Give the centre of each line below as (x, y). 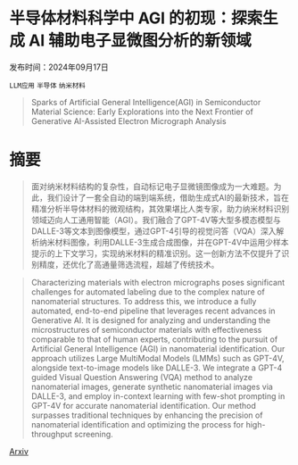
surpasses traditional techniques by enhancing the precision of (147, 415)
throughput (52, 434)
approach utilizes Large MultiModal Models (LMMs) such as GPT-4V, (157, 358)
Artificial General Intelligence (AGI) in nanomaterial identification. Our (158, 348)
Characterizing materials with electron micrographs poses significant (158, 282)
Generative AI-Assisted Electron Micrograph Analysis (128, 120)
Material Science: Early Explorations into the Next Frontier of (142, 112)
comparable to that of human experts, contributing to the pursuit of (154, 339)
